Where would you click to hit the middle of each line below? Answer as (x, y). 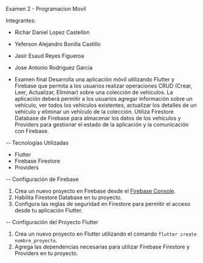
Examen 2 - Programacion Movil (46, 9)
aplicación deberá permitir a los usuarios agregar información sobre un (103, 99)
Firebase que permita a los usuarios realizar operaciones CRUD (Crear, (103, 86)
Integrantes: (21, 20)
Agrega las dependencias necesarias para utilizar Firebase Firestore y (102, 247)
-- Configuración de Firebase (42, 179)
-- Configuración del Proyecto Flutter (52, 222)
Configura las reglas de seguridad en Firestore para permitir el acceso (102, 204)
